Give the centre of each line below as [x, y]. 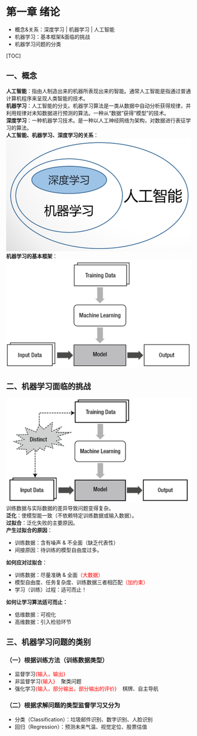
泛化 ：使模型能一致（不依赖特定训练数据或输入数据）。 [72, 515]
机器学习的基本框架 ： [32, 256]
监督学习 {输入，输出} [40, 674]
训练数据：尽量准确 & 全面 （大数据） [59, 575]
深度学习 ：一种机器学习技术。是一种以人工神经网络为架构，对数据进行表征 [96, 120]
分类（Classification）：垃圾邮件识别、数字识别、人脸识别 [84, 719]
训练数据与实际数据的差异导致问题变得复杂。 [60, 508]
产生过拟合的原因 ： [29, 530]
